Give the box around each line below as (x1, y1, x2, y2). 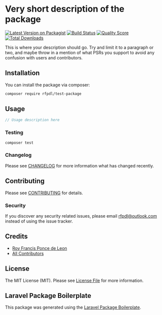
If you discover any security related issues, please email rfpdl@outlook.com (5, 213, 157, 219)
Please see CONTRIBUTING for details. (5, 190, 84, 196)
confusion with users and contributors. (5, 55, 83, 60)
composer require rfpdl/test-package (5, 91, 82, 96)
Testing (5, 129, 23, 136)
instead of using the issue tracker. (5, 218, 73, 224)
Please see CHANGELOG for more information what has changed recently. (5, 163, 154, 168)
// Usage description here (5, 118, 60, 123)
